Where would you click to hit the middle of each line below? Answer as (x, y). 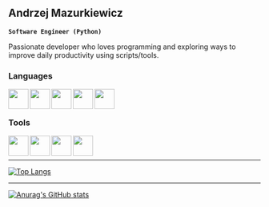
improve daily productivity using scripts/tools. (84, 55)
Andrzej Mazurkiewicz (66, 13)
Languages (31, 75)
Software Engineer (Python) (55, 31)
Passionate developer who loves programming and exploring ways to (122, 47)
